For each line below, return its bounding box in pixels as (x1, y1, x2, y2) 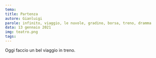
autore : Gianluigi (5, 16, 42, 21)
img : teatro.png (5, 29, 38, 34)
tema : (5, 7, 16, 12)
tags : (5, 34, 16, 39)
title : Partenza (5, 12, 38, 16)
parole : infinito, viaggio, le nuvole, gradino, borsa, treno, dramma (5, 20, 152, 26)
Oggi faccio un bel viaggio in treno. (5, 47, 76, 53)
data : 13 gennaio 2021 (5, 25, 51, 30)
